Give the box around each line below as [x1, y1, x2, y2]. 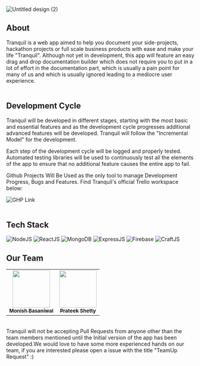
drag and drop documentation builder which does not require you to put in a [6, 58, 193, 65]
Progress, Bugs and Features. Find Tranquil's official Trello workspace [6, 178, 179, 185]
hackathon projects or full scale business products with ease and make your [6, 45, 194, 52]
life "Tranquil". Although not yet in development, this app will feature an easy [6, 52, 195, 59]
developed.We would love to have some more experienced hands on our [6, 340, 184, 347]
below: [6, 184, 23, 192]
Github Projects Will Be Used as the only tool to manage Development [6, 171, 178, 179]
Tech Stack [6, 220, 49, 230]
